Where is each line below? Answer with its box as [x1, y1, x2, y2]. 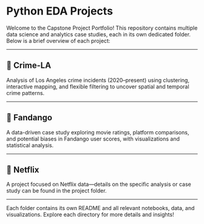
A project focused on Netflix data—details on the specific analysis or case [6, 180, 191, 188]
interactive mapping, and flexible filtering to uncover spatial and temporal [6, 83, 189, 90]
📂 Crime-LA [6, 61, 52, 71]
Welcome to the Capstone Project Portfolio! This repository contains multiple [6, 24, 198, 31]
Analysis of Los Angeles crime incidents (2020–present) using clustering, [6, 76, 190, 84]
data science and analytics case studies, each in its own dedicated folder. [6, 30, 191, 38]
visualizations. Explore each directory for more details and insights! [6, 211, 174, 219]
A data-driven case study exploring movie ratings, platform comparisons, [6, 128, 189, 136]
